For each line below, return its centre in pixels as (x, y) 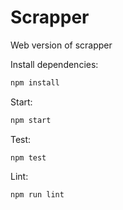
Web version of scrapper (61, 45)
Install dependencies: (54, 64)
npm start (31, 120)
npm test (28, 157)
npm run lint (37, 194)
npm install (35, 82)
